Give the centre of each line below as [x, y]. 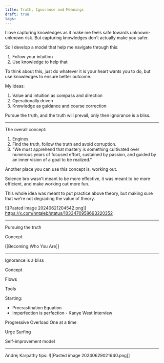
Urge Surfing [18, 332]
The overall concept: [26, 130]
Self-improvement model [30, 341]
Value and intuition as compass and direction [57, 95]
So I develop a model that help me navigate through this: [62, 47]
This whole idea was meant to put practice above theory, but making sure [79, 193]
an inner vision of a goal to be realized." [52, 160]
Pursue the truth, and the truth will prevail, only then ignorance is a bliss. [78, 115]
